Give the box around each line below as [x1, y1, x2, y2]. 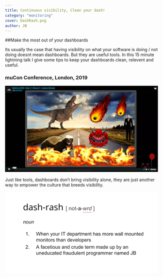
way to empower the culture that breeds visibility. [5, 182, 104, 188]
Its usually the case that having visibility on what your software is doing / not [5, 47, 158, 53]
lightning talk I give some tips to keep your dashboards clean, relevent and [5, 57, 154, 63]
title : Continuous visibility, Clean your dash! [5, 8, 105, 13]
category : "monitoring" [5, 13, 53, 18]
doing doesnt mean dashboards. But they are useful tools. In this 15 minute [5, 52, 154, 58]
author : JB [5, 23, 27, 28]
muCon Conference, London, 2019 [5, 74, 88, 81]
